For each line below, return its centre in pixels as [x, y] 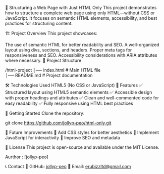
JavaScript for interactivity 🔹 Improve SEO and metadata [63, 138]
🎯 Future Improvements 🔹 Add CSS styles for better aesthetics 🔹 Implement [82, 132]
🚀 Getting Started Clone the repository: [45, 113]
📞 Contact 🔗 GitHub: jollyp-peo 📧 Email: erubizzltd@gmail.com [68, 166]
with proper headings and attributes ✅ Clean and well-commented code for [82, 98]
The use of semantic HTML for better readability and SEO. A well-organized [82, 45]
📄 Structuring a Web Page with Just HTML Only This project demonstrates [81, 8]
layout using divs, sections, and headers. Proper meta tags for [69, 50]
